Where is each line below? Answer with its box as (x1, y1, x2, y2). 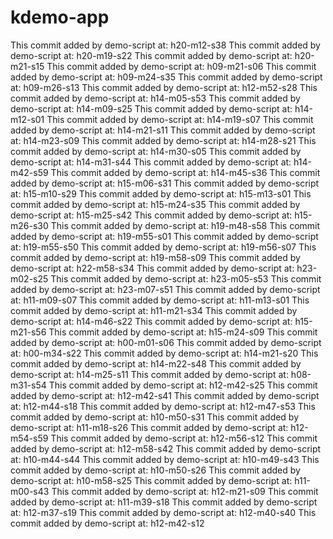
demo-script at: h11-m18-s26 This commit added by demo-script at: (10, 421, 289, 433)
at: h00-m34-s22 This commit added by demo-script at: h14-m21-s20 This (10, 347, 319, 359)
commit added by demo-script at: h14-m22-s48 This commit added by (10, 357, 302, 370)
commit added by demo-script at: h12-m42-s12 (10, 517, 205, 529)
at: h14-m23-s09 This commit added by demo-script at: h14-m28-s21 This (10, 134, 317, 146)
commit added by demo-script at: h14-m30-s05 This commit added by (10, 145, 302, 157)
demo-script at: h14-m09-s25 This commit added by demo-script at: (10, 102, 293, 115)
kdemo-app (10, 6, 110, 29)
